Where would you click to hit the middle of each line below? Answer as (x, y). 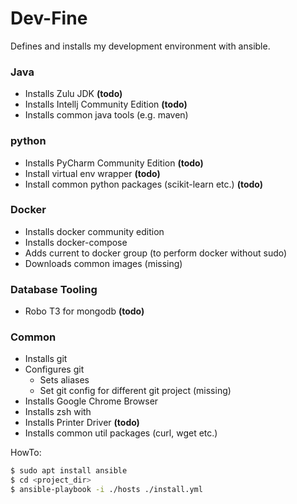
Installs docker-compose (76, 242)
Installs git (46, 359)
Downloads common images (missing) (103, 263)
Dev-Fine (49, 18)
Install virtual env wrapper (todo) (92, 173)
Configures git (54, 369)
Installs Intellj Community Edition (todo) (106, 104)
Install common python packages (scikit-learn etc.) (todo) (144, 184)
